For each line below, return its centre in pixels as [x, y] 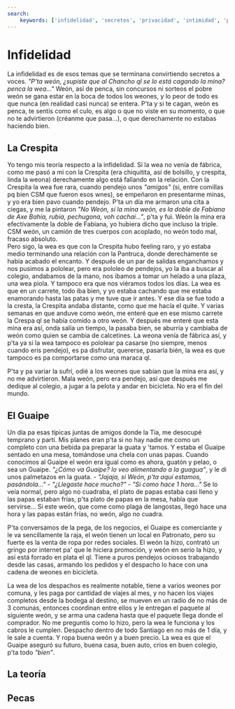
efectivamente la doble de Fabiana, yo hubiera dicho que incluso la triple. [113, 224]
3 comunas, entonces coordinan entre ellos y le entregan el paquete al [109, 608]
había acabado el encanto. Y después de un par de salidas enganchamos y [115, 261]
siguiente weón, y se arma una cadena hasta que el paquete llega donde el [115, 615]
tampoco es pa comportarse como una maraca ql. [79, 358]
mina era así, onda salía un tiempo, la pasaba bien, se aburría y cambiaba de [117, 328]
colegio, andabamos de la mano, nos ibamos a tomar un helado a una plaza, [117, 276]
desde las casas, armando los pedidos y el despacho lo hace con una [108, 565]
